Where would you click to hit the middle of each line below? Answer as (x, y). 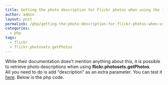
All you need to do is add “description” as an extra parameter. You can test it (84, 72)
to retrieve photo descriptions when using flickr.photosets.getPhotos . (78, 66)
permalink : (16, 24)
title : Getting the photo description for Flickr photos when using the (82, 10)
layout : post (19, 19)
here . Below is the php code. (35, 77)
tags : (11, 38)
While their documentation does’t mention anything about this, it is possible (83, 61)
